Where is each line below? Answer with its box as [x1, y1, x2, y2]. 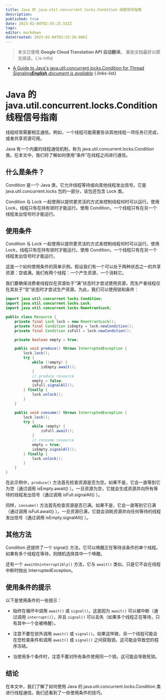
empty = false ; [32, 378, 64, 383]
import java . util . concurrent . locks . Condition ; [5, 296, 103, 301]
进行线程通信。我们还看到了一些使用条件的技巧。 [5, 690, 105, 696]
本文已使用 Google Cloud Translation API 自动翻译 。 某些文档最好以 [17, 49, 157, 55]
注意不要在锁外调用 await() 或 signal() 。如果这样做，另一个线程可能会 [12, 630, 158, 636]
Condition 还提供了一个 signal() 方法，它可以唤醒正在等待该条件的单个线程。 [5, 544, 161, 550]
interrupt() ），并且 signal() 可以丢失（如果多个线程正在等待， [27, 614, 156, 620]
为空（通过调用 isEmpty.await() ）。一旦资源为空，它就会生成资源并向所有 [5, 486, 154, 492]
